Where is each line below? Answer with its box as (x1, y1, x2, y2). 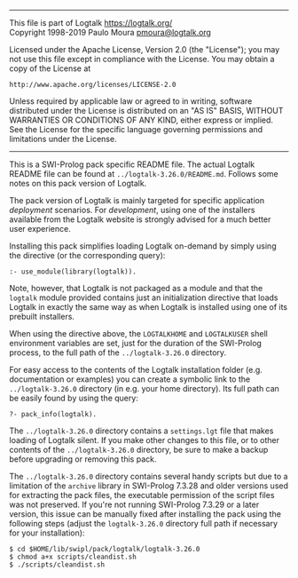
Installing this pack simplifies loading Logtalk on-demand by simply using (9, 241, 277, 251)
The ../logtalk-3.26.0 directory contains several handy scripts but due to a (9, 471, 288, 481)
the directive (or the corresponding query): (9, 250, 166, 260)
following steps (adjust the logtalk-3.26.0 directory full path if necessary (9, 519, 278, 528)
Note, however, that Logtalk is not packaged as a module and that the (9, 283, 263, 293)
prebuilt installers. (9, 312, 75, 321)
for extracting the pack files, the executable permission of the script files (9, 490, 275, 500)
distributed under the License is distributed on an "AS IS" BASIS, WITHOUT (9, 106, 284, 115)
